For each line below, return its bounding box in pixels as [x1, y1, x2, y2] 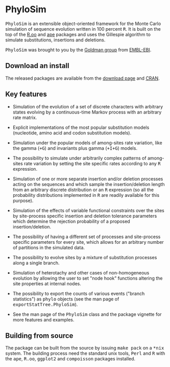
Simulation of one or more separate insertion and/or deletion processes [12, 175, 163, 182]
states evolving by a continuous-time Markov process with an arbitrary [12, 109, 162, 115]
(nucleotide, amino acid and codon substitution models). [12, 129, 132, 136]
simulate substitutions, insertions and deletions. [5, 37, 106, 43]
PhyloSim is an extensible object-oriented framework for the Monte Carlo [5, 20, 161, 27]
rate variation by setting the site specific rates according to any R [23, 160, 161, 167]
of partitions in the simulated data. [12, 244, 85, 250]
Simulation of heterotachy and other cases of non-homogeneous [12, 269, 150, 276]
